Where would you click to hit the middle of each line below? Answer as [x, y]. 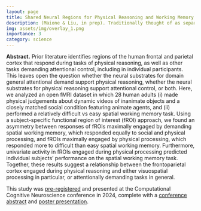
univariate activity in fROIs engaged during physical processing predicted [97, 152]
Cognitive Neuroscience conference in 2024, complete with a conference [97, 195]
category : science [29, 39]
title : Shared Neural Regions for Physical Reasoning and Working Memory [100, 17]
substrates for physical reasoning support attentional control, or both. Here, [99, 88]
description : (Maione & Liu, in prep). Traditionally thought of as [93, 23]
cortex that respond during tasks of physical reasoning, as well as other [95, 63]
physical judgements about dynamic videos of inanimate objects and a [93, 101]
